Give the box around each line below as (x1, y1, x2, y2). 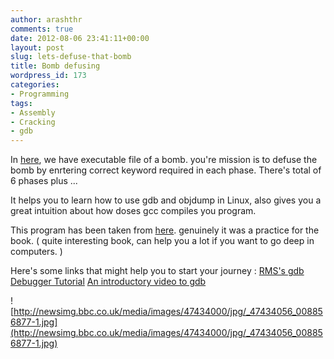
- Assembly (10, 107, 56, 118)
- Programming (10, 89, 70, 99)
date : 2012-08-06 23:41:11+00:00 (10, 33, 150, 43)
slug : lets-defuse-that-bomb (10, 52, 132, 62)
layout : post (10, 42, 65, 53)
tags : (10, 98, 33, 108)
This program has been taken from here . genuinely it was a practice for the (10, 224, 320, 236)
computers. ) (10, 246, 63, 258)
